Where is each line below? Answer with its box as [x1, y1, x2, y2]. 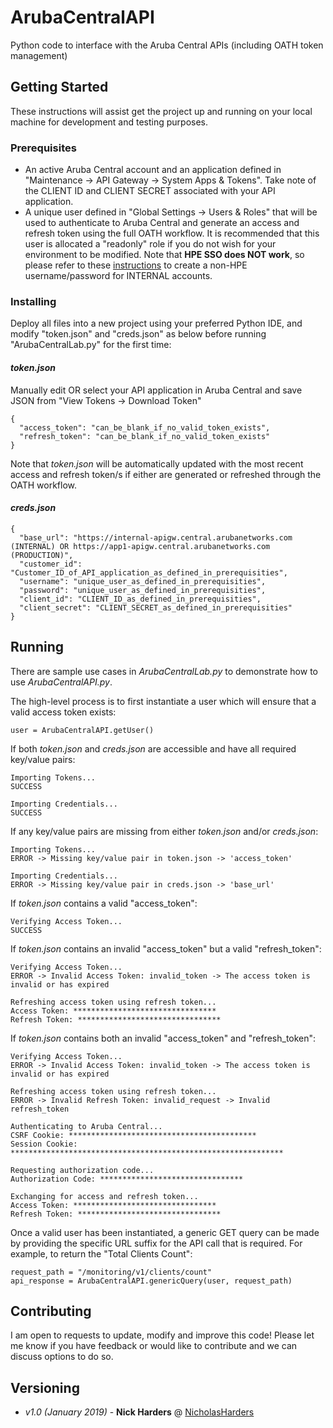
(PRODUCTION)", [10, 550, 74, 560]
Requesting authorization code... [10, 1165, 155, 1175]
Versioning [10, 1379, 80, 1396]
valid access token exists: [10, 706, 117, 718]
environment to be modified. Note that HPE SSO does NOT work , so [24, 249, 305, 261]
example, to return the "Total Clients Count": [10, 1247, 193, 1260]
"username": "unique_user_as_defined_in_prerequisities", [19, 576, 267, 586]
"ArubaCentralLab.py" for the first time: [10, 339, 172, 351]
